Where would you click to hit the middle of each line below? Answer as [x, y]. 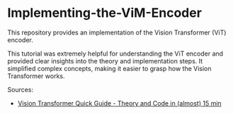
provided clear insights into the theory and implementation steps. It [105, 61]
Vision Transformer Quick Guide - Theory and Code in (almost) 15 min [119, 103]
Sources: [21, 89]
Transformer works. [36, 76]
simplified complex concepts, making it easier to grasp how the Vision [109, 68]
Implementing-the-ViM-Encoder [104, 13]
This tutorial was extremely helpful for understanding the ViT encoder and [115, 53]
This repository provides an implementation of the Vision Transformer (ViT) [117, 32]
